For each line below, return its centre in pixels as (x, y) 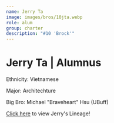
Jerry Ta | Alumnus (54, 63)
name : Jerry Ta (25, 12)
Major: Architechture (31, 91)
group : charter (25, 28)
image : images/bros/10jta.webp (44, 17)
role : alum (19, 22)
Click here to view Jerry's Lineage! (48, 114)
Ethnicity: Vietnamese (32, 79)
